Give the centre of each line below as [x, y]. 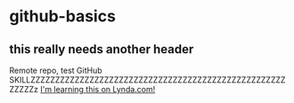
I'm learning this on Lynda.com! [98, 89]
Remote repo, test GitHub [56, 70]
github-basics [62, 16]
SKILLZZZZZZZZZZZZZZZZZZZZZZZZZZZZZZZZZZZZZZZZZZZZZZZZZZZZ [147, 80]
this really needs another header [102, 49]
